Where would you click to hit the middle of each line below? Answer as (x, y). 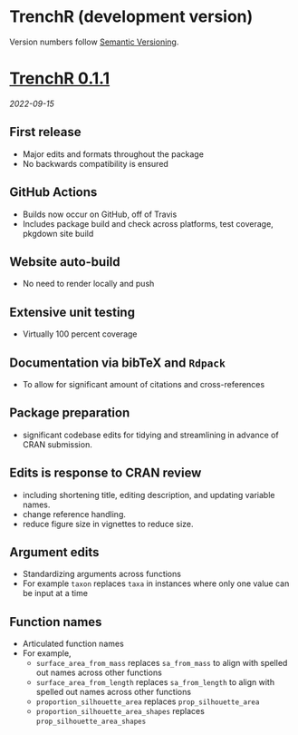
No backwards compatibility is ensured (96, 163)
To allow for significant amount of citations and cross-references (144, 384)
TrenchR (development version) (131, 17)
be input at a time (55, 593)
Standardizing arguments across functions (101, 574)
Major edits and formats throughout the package (113, 154)
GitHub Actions (53, 192)
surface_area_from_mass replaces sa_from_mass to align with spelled (162, 663)
